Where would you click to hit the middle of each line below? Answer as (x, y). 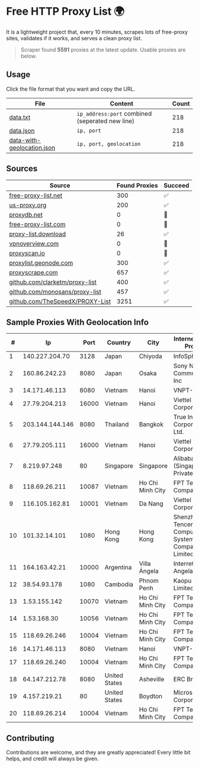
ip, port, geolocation (109, 144)
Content (122, 103)
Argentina (118, 568)
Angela (183, 571)
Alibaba (184, 459)
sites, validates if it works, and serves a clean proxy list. (74, 38)
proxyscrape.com (33, 272)
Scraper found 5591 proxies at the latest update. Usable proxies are (103, 49)
